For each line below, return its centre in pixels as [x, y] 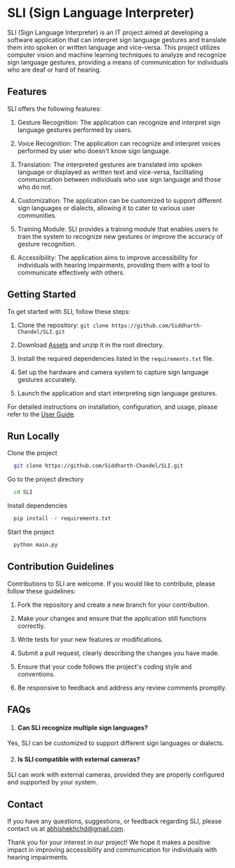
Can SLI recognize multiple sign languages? [83, 728]
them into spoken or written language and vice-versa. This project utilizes [114, 47]
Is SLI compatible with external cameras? [79, 759]
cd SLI [23, 492]
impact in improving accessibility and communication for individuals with [112, 850]
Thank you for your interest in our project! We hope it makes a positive [109, 842]
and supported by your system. [53, 782]
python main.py [36, 545]
